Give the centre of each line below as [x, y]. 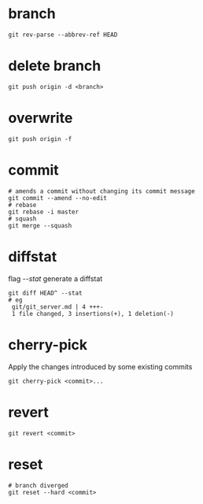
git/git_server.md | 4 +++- [57, 307]
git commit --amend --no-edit [58, 198]
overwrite [41, 118]
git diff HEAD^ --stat [45, 293]
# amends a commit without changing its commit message [101, 191]
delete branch [55, 66]
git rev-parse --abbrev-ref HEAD [63, 35]
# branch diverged [38, 485]
